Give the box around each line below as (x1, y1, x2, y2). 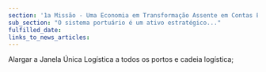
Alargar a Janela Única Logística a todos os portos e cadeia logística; (8, 55, 234, 64)
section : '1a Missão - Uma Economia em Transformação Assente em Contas (8, 11, 253, 20)
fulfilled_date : (8, 26, 62, 34)
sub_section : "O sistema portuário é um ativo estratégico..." (8, 19, 222, 27)
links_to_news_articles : (8, 33, 90, 41)
